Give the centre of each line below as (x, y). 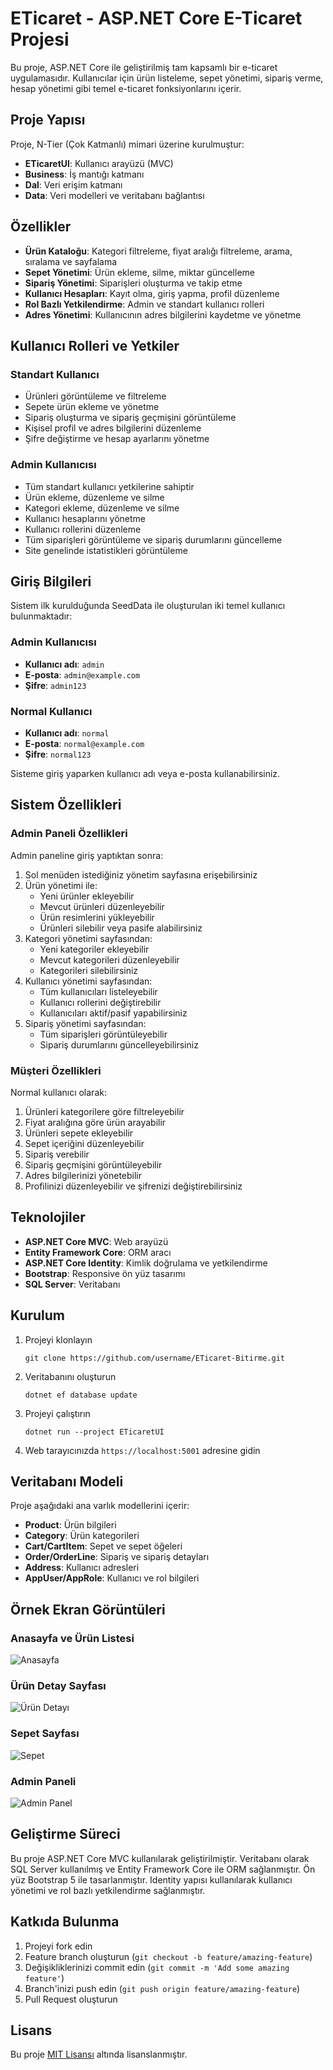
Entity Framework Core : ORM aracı (98, 1252)
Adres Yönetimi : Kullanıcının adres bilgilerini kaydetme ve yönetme (163, 314)
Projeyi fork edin (58, 1946)
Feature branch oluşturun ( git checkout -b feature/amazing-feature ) (168, 1956)
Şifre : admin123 (55, 685)
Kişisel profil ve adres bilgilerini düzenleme (113, 428)
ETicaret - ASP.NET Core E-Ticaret (156, 18)
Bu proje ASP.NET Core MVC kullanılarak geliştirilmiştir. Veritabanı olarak (160, 1858)
